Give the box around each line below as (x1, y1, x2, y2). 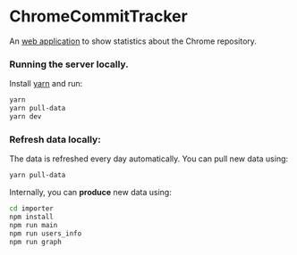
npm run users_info (9, 229, 82, 238)
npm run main (9, 220, 58, 229)
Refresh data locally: (9, 133, 101, 145)
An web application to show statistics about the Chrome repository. (9, 36, 258, 46)
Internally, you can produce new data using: (9, 187, 172, 198)
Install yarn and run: (9, 78, 83, 89)
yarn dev (9, 111, 42, 121)
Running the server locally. (9, 58, 130, 70)
